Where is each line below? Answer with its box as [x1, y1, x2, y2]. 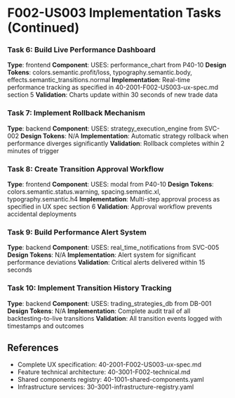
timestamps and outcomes [7, 321, 84, 330]
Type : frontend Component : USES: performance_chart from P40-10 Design [7, 61, 227, 69]
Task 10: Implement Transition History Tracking [7, 283, 172, 293]
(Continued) [7, 20, 79, 36]
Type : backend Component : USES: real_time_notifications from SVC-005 [7, 244, 220, 252]
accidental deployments [7, 210, 77, 218]
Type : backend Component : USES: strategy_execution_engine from [7, 124, 203, 133]
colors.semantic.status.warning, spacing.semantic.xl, [7, 187, 161, 196]
